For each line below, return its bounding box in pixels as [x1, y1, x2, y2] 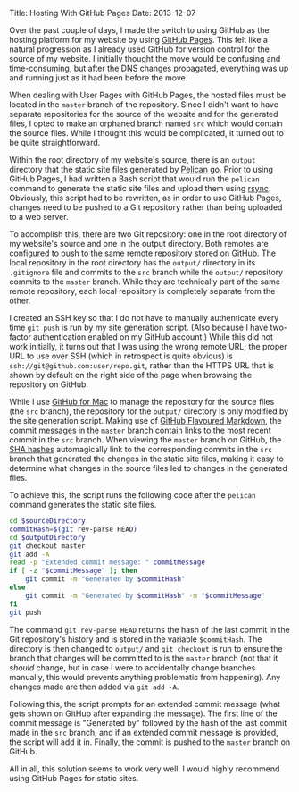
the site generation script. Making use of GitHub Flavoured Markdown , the [9, 416, 282, 425]
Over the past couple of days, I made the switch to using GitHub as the [9, 25, 270, 35]
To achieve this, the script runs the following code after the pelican [9, 490, 256, 500]
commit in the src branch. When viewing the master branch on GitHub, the [9, 434, 282, 445]
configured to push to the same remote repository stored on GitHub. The [9, 248, 277, 258]
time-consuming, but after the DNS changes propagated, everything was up [9, 63, 289, 73]
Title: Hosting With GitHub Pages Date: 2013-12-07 [9, 8, 196, 18]
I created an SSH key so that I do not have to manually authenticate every [9, 313, 279, 323]
